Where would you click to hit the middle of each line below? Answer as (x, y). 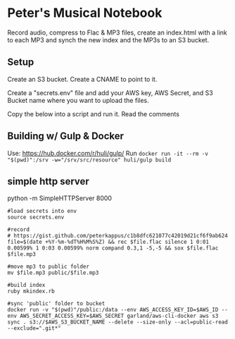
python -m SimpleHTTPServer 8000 (60, 198)
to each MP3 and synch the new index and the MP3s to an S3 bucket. (108, 39)
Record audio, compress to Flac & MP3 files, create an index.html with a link (117, 32)
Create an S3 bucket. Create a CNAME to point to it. (82, 79)
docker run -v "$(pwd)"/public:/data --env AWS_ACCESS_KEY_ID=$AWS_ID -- (118, 310)
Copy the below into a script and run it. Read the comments (93, 113)
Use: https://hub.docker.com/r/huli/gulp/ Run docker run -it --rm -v (108, 153)
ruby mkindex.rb (31, 291)
